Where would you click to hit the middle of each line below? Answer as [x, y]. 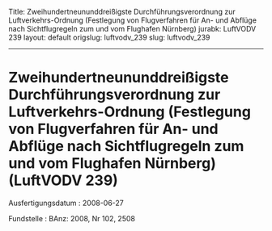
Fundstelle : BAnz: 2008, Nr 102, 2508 [72, 218]
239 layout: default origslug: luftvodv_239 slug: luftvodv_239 [109, 37]
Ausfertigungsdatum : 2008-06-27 [66, 203]
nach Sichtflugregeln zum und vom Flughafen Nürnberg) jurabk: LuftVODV [132, 29]
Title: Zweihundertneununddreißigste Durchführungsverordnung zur [122, 12]
